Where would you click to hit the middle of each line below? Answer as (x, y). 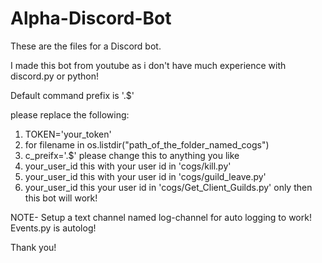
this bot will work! (61, 198)
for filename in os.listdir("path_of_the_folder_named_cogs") (147, 144)
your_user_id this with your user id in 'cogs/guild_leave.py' (145, 176)
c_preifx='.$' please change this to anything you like (132, 155)
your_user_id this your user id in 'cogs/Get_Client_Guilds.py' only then (168, 187)
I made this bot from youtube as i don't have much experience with (148, 65)
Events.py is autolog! (53, 228)
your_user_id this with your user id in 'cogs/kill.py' (128, 166)
